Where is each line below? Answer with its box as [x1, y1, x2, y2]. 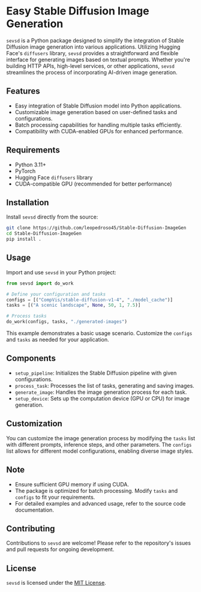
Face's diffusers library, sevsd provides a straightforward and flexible [6, 49, 179, 56]
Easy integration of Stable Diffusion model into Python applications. [14, 102, 182, 109]
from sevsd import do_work [6, 280, 74, 286]
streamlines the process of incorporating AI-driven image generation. [6, 68, 178, 76]
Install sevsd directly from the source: [6, 213, 98, 220]
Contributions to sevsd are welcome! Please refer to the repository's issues [6, 539, 191, 547]
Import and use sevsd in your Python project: [6, 268, 116, 276]
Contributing [6, 524, 55, 534]
